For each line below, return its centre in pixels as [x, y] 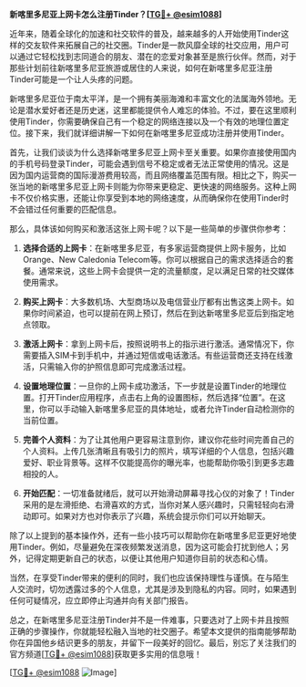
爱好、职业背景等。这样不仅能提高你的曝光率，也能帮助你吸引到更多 [150, 463]
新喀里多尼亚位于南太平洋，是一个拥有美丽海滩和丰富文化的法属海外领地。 [149, 99]
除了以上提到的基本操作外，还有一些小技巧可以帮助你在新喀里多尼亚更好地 [149, 536]
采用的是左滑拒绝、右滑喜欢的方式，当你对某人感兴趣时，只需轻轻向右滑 [158, 505]
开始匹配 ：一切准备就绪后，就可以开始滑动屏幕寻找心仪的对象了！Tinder [158, 493]
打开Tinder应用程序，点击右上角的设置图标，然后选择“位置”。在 [158, 397]
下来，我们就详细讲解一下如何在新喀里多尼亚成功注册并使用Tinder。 [161, 133]
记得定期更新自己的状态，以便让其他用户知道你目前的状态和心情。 [149, 558]
